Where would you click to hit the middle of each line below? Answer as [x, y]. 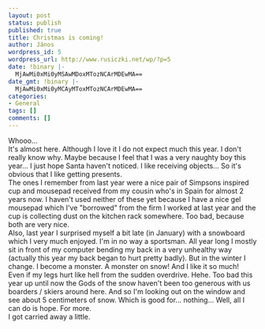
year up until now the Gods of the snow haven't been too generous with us [129, 283]
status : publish [35, 23]
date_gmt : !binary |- [44, 81]
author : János [32, 45]
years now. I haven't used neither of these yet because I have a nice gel [125, 199]
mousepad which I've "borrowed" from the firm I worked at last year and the [132, 207]
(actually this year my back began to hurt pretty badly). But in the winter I [127, 258]
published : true [35, 30]
